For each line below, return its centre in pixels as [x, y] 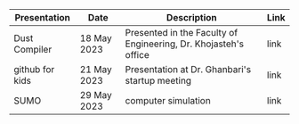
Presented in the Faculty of [182, 33]
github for [34, 69]
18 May [96, 38]
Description [192, 17]
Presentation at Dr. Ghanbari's [188, 69]
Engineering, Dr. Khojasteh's [185, 44]
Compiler [33, 50]
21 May [96, 69]
